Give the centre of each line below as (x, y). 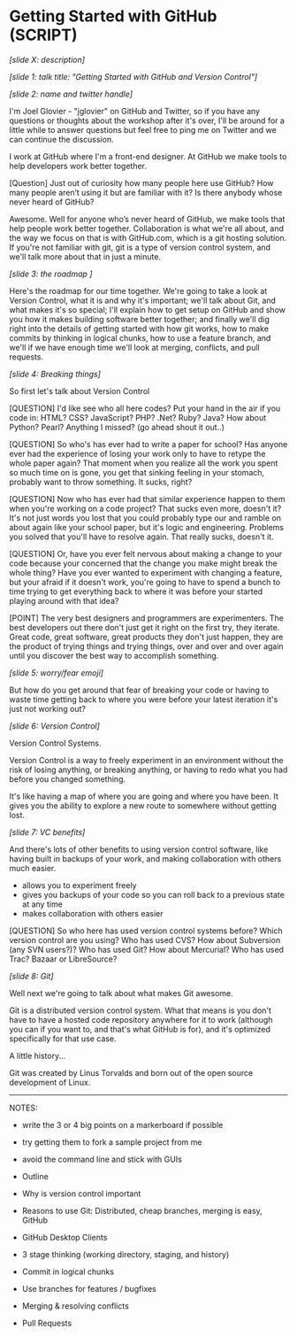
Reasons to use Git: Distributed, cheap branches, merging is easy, (142, 1210)
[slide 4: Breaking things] (55, 374)
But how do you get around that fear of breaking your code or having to (139, 690)
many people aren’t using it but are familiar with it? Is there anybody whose (146, 192)
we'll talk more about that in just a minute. (85, 256)
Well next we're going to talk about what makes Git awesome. (122, 993)
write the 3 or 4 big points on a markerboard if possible (122, 1124)
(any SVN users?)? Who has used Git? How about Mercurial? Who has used (147, 949)
